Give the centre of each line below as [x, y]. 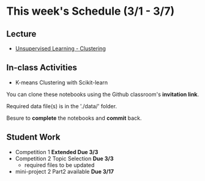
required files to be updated [59, 165]
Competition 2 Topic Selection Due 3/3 [64, 158]
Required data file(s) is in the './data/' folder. [62, 106]
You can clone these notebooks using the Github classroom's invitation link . [103, 94]
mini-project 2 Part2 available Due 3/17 [65, 171]
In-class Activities [42, 68]
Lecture [21, 34]
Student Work [33, 137]
